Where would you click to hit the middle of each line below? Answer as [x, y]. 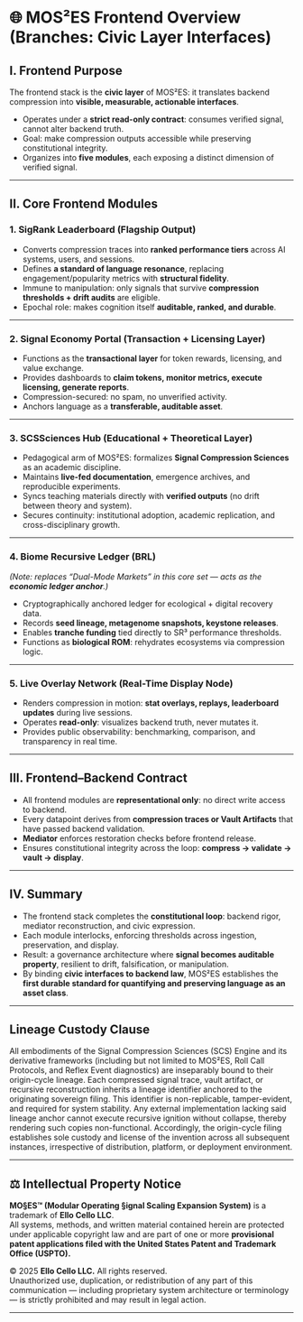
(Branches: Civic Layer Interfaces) [141, 37]
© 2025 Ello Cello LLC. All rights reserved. [88, 1271]
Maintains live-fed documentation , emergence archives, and [136, 477]
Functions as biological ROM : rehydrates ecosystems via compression [154, 642]
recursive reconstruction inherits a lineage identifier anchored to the [136, 1089]
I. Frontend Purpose [66, 70]
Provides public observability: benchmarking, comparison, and [139, 731]
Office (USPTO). [40, 1253]
